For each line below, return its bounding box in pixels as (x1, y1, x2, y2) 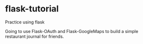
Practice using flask (5, 19, 45, 25)
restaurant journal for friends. (5, 33, 64, 39)
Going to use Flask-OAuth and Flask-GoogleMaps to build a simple (5, 28, 139, 34)
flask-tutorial (5, 3, 59, 14)
